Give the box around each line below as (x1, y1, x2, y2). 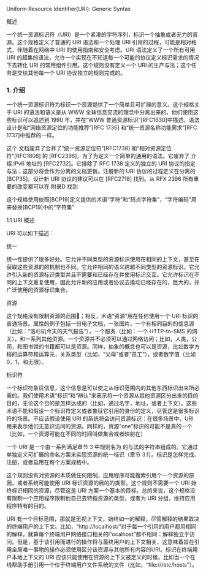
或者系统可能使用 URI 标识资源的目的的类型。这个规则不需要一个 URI (17, 479, 190, 486)
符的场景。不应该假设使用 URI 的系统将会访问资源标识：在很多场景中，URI (6, 415, 194, 422)
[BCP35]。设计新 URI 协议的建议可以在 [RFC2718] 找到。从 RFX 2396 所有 (6, 175, 194, 183)
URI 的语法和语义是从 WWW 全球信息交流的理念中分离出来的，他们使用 (13, 108, 194, 116)
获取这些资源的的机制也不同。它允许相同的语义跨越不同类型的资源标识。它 (6, 263, 194, 271)
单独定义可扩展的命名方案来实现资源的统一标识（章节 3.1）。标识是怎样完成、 (6, 451, 200, 458)
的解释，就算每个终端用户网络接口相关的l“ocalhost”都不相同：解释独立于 (6, 531, 190, 538)
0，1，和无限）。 (6, 358, 47, 366)
